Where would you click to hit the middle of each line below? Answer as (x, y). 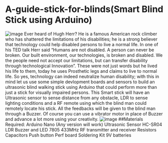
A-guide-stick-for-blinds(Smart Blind (85, 9)
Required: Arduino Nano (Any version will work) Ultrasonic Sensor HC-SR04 (84, 124)
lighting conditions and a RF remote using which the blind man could (76, 103)
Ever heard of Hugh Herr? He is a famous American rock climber (91, 34)
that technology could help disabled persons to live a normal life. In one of (82, 44)
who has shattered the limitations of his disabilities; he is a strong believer (81, 39)
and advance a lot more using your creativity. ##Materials (74, 119)
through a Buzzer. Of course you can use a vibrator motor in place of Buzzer (84, 113)
